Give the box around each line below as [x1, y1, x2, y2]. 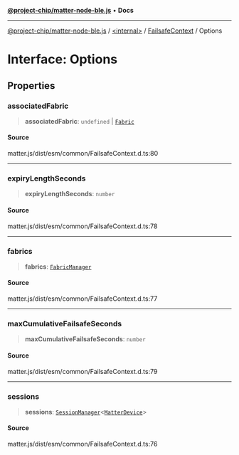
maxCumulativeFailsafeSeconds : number [24, 335, 146, 343]
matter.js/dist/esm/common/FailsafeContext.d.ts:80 [7, 149, 159, 158]
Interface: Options [7, 51, 118, 68]
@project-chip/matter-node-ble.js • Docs [7, 6, 134, 14]
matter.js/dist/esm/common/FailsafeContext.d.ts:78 [7, 222, 158, 230]
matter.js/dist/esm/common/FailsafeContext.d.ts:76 [7, 440, 158, 449]
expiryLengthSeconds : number [24, 190, 115, 198]
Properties [7, 80, 55, 92]
